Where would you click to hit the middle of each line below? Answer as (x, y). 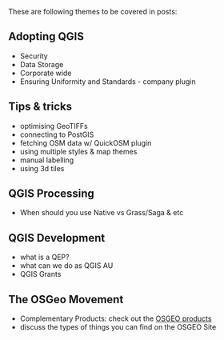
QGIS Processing (51, 194)
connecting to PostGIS (57, 134)
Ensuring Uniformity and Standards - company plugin (108, 81)
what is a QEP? (44, 257)
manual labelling (47, 160)
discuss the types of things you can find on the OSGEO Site (118, 327)
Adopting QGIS (46, 36)
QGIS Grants (40, 274)
